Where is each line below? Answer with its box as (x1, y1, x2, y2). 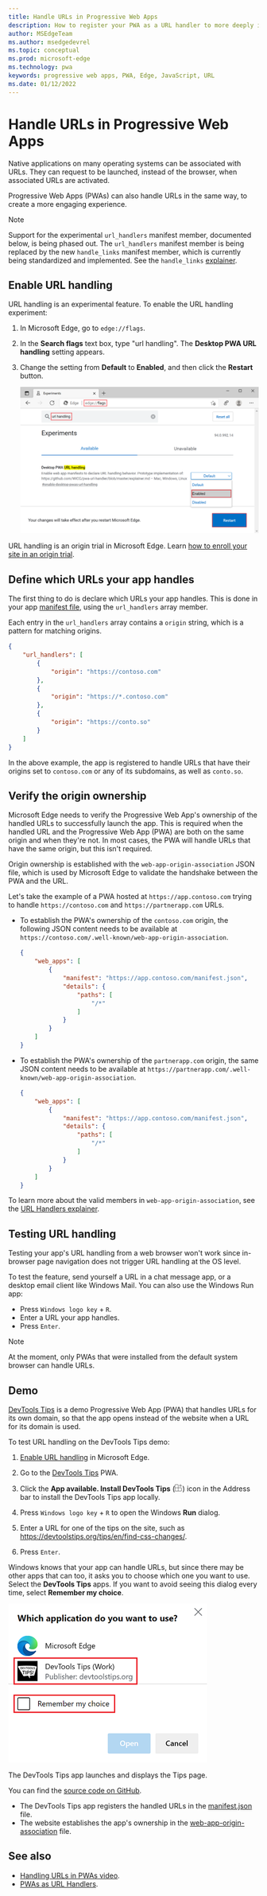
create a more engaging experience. (8, 199, 127, 208)
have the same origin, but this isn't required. (8, 844, 153, 854)
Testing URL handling (8, 1227, 117, 1240)
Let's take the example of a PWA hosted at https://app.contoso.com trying (8, 892, 252, 901)
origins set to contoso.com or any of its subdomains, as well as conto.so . (8, 766, 244, 776)
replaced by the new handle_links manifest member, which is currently (8, 247, 241, 256)
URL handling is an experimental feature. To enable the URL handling (8, 299, 234, 310)
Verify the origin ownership (8, 788, 147, 803)
